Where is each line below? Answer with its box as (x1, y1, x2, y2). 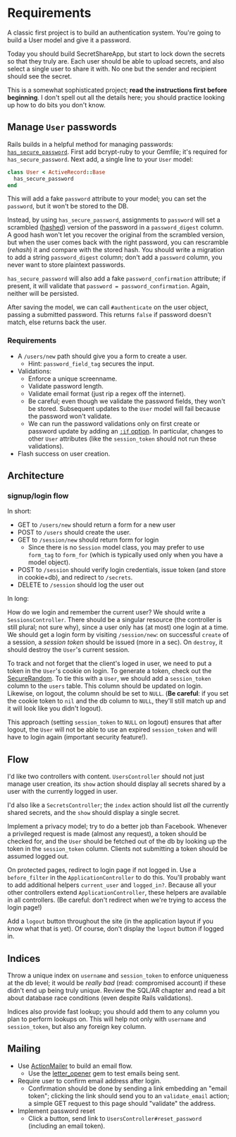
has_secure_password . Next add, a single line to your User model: (7, 155, 194, 163)
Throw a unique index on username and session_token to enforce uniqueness (7, 971, 229, 980)
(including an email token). (27, 1121, 106, 1130)
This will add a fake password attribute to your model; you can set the (7, 194, 206, 203)
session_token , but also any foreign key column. (7, 1022, 147, 1030)
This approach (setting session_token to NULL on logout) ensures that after (7, 718, 222, 727)
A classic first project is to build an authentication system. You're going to (7, 28, 221, 37)
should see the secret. (7, 72, 73, 81)
